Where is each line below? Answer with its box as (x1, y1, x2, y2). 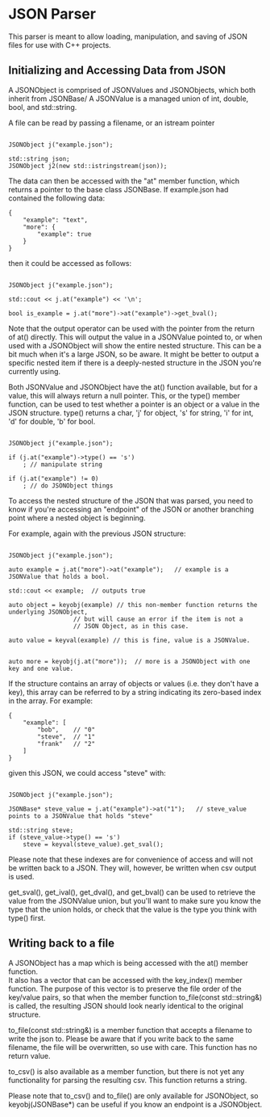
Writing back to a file (8, 937, 115, 951)
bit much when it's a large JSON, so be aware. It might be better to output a (8, 349, 260, 359)
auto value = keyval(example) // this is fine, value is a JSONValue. (8, 636, 251, 644)
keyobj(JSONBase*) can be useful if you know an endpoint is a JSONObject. (8, 1099, 263, 1109)
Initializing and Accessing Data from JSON (8, 64, 226, 78)
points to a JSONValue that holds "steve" (8, 811, 153, 820)
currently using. (8, 366, 61, 376)
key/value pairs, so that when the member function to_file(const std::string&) (8, 992, 263, 1002)
